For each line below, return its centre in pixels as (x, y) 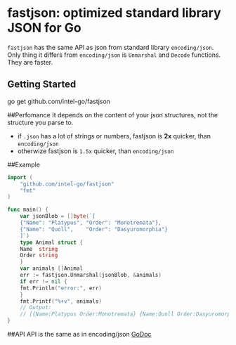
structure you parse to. (40, 122)
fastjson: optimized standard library (114, 13)
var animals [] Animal (51, 268)
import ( (20, 177)
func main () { (28, 210)
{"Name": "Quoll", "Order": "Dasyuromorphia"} (94, 229)
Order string (39, 255)
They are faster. (30, 62)
